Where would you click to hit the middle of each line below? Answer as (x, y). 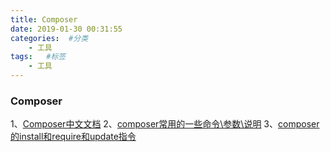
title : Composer (44, 19)
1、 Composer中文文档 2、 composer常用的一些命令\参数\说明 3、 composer (165, 124)
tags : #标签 (38, 57)
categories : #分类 (49, 38)
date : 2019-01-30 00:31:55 (66, 29)
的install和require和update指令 (73, 137)
